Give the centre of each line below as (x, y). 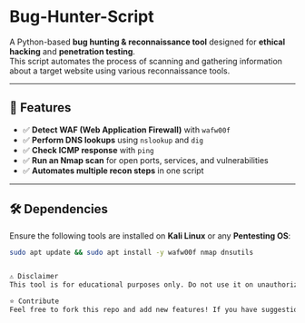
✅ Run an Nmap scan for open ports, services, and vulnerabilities (146, 160)
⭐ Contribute (34, 301)
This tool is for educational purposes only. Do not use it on (132, 285)
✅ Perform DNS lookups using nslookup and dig (113, 140)
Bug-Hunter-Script (82, 17)
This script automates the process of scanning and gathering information (146, 61)
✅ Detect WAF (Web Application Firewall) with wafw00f (127, 130)
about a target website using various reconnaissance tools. (120, 71)
